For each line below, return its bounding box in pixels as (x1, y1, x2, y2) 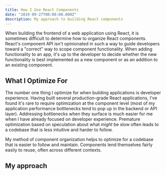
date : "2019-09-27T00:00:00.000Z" (5, 12, 77, 17)
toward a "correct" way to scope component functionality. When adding (5, 46, 153, 52)
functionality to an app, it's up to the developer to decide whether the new (5, 51, 157, 57)
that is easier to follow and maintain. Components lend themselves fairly (5, 142, 153, 148)
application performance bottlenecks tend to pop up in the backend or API (5, 106, 158, 112)
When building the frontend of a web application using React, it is (5, 30, 139, 36)
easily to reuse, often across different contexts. (5, 147, 102, 153)
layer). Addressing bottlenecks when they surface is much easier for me (5, 111, 153, 117)
